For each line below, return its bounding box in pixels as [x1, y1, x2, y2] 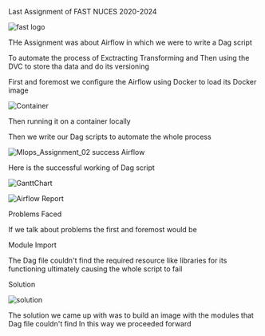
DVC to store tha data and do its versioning [8, 61, 150, 71]
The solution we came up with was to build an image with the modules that [8, 310, 254, 320]
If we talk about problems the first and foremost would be [8, 225, 197, 234]
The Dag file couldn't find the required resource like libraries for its [8, 255, 227, 265]
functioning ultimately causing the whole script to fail [8, 264, 183, 274]
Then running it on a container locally [8, 117, 131, 126]
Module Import [8, 240, 57, 250]
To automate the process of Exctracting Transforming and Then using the [8, 53, 250, 62]
